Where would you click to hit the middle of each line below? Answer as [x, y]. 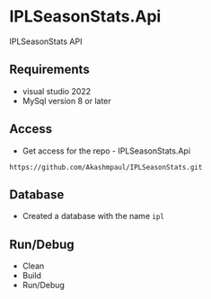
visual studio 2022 [57, 91]
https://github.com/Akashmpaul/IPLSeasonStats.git [106, 167]
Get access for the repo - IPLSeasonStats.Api [106, 151]
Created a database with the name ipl [93, 216]
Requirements [49, 70]
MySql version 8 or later [67, 101]
